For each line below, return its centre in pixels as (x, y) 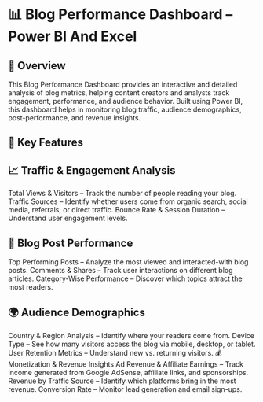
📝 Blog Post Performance (71, 243)
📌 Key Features (46, 143)
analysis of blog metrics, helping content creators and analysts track (119, 93)
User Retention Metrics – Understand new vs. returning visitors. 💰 (115, 352)
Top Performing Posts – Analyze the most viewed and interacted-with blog (128, 262)
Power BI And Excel (73, 37)
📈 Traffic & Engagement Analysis (92, 170)
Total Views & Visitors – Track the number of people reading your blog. (122, 194)
